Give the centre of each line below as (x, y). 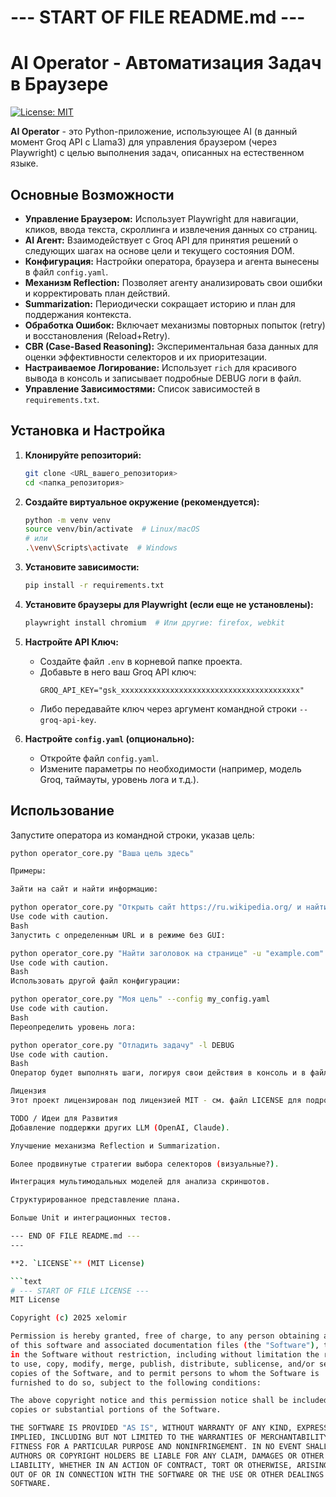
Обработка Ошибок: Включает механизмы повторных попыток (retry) (175, 325)
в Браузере (59, 84)
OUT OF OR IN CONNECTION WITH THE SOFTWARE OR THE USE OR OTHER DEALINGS (167, 1474)
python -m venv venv (67, 520)
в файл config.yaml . (66, 272)
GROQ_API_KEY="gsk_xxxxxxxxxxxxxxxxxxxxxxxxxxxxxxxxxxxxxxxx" (172, 690)
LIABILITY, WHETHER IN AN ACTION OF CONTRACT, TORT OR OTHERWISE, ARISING (169, 1465)
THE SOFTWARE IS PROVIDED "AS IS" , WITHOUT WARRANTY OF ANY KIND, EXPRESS (169, 1428)
